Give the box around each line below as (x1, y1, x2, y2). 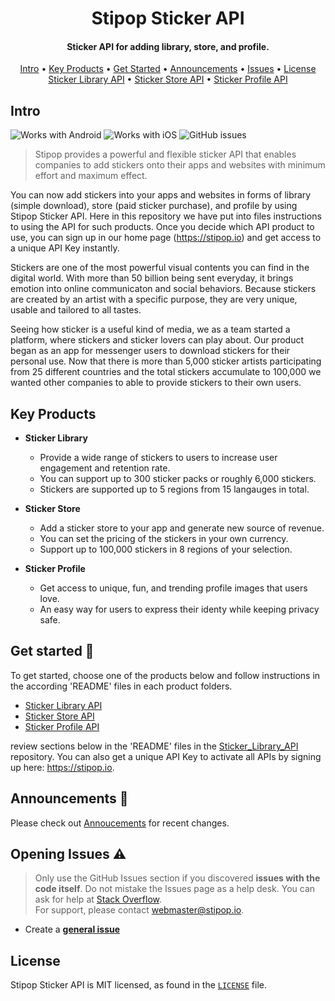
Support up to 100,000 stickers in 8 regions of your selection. (39, 543, 293, 556)
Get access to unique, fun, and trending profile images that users (39, 582, 308, 594)
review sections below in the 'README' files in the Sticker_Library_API (10, 740, 299, 752)
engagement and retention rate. (39, 462, 171, 474)
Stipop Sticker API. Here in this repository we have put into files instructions (10, 210, 322, 222)
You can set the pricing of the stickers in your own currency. (39, 533, 289, 545)
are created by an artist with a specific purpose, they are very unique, (10, 293, 298, 306)
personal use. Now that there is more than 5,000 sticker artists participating (10, 355, 322, 367)
